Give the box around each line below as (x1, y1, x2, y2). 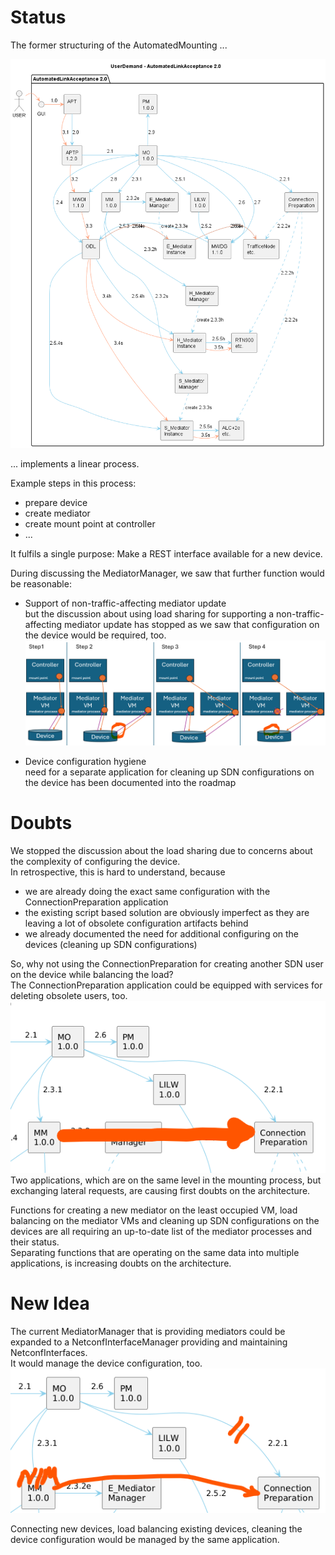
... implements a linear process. (10, 458, 140, 470)
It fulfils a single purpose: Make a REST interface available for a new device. (10, 548, 323, 560)
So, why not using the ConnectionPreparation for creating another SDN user (10, 957, 324, 970)
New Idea (10, 1292, 90, 1315)
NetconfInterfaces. (10, 1346, 88, 1358)
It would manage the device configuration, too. (10, 1357, 203, 1369)
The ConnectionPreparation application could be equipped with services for (10, 979, 323, 991)
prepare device (24, 497, 88, 509)
